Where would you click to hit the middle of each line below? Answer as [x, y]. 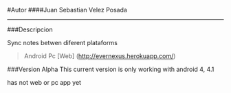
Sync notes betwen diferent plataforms [63, 43]
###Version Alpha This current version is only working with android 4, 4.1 [111, 69]
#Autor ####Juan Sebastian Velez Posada [67, 10]
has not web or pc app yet [44, 82]
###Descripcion [30, 29]
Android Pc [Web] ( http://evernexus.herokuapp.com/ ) [100, 56]
